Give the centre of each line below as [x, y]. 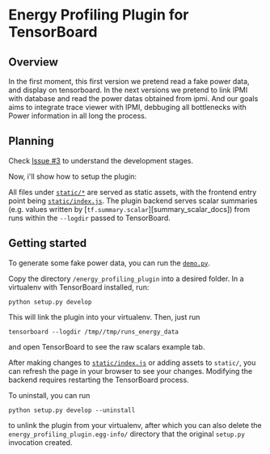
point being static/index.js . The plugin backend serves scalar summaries [133, 201]
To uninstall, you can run [49, 395]
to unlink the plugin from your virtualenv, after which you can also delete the [135, 425]
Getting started [48, 243]
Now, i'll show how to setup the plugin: [73, 176]
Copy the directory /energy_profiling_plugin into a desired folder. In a [126, 278]
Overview [34, 62]
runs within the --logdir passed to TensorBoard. [90, 218]
